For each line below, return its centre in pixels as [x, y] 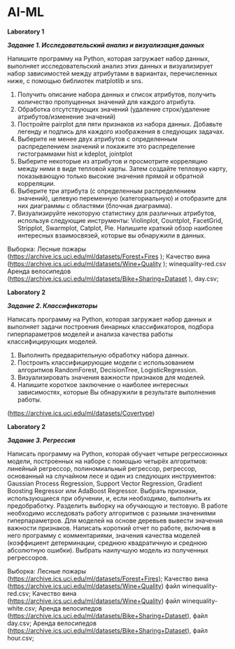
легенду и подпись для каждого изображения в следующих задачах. [121, 131]
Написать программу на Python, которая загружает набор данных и [109, 319]
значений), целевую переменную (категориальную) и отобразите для [122, 198]
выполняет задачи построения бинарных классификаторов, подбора [111, 326]
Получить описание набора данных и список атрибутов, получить [117, 94]
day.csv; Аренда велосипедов [52, 623]
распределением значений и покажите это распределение [106, 146]
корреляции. [36, 183]
